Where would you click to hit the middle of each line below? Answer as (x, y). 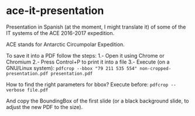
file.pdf (38, 90)
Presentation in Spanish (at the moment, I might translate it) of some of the (96, 27)
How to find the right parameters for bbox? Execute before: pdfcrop (87, 84)
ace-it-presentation (55, 11)
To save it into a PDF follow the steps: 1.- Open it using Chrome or (85, 55)
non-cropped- (155, 68)
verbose (16, 90)
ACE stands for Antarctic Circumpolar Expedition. (65, 44)
